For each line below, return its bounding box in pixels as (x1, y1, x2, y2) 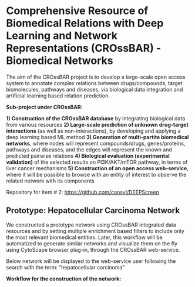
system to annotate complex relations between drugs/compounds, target (6, 79, 183, 86)
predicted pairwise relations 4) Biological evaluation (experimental (6, 152, 170, 159)
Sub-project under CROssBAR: (6, 103, 83, 110)
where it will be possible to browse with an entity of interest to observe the (6, 171, 187, 178)
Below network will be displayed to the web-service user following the (6, 257, 176, 265)
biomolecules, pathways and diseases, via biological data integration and (6, 86, 183, 93)
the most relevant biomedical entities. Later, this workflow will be (6, 234, 163, 241)
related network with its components (6, 177, 95, 184)
